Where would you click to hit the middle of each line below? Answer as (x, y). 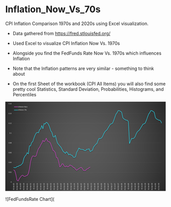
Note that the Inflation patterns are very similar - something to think (83, 68)
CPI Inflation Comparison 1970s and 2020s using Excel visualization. (77, 23)
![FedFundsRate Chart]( (30, 199)
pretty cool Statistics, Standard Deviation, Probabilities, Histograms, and (88, 89)
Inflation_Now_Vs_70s (53, 9)
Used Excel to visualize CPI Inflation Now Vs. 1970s (66, 43)
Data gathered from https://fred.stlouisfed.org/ (62, 33)
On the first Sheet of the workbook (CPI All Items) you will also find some (89, 84)
